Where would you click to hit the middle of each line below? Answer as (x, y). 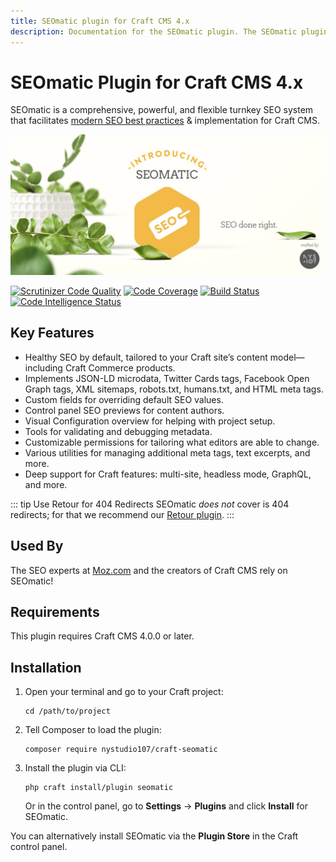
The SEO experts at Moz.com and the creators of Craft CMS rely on (149, 570)
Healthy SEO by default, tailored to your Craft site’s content (146, 357)
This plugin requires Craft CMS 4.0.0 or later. (102, 636)
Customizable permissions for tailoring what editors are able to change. (172, 442)
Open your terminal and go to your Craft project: (124, 692)
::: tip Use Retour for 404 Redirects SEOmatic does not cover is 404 (150, 504)
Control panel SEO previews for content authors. (124, 410)
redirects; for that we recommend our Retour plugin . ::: (122, 514)
